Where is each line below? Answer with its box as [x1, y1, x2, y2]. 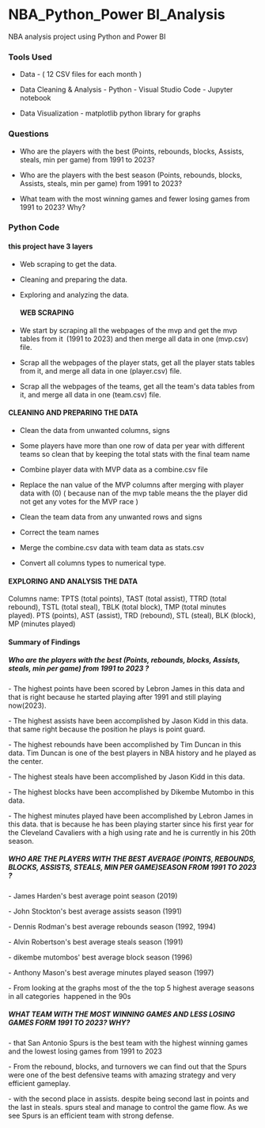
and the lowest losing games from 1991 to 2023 [8, 1046, 162, 1056]
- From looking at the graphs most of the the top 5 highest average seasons [8, 983, 255, 993]
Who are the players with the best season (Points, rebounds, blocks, [19, 170, 243, 180]
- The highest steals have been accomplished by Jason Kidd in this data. [8, 772, 245, 781]
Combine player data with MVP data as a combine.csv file [19, 465, 208, 474]
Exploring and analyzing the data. [19, 290, 129, 299]
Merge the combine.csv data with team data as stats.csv [19, 543, 204, 553]
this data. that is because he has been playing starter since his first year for [8, 819, 255, 829]
